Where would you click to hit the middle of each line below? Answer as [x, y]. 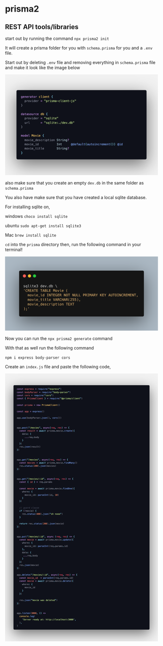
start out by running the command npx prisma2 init [57, 38]
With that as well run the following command [49, 348]
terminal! [14, 249]
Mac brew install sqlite [31, 235]
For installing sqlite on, [27, 207]
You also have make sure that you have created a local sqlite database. [76, 197]
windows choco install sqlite [36, 216]
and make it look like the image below [43, 67]
